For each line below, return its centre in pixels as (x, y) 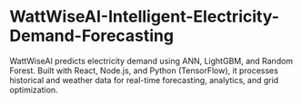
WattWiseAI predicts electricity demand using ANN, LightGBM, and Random (151, 61)
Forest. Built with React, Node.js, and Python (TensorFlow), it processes (144, 71)
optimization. (34, 90)
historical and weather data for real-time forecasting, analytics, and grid (144, 80)
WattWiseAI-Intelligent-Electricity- (145, 17)
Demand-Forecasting (92, 36)
